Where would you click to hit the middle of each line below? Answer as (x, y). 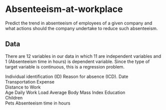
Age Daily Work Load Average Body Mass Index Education (65, 92)
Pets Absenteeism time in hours (38, 103)
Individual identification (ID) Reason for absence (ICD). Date (67, 76)
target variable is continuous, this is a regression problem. (65, 66)
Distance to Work (23, 87)
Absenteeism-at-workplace (64, 9)
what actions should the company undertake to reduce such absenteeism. (81, 28)
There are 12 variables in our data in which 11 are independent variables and (83, 56)
